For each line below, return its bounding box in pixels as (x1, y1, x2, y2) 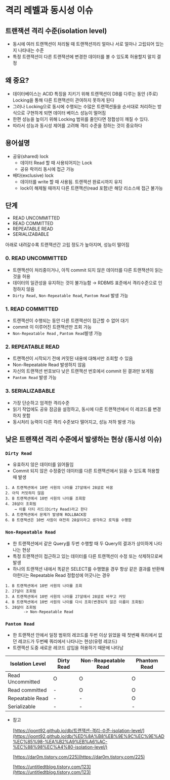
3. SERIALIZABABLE (5, 387, 56, 394)
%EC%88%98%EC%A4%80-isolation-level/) (12, 744, 108, 750)
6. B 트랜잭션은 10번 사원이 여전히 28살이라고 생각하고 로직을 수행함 (5, 518, 132, 523)
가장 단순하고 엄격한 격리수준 (12, 399, 70, 405)
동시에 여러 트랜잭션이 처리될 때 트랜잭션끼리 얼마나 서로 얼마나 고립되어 (12, 41, 155, 47)
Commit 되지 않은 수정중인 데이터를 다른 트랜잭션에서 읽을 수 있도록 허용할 (12, 468, 160, 474)
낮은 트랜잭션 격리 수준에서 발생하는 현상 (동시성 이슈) (5, 435, 162, 444)
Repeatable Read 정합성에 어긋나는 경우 (30, 572, 110, 578)
